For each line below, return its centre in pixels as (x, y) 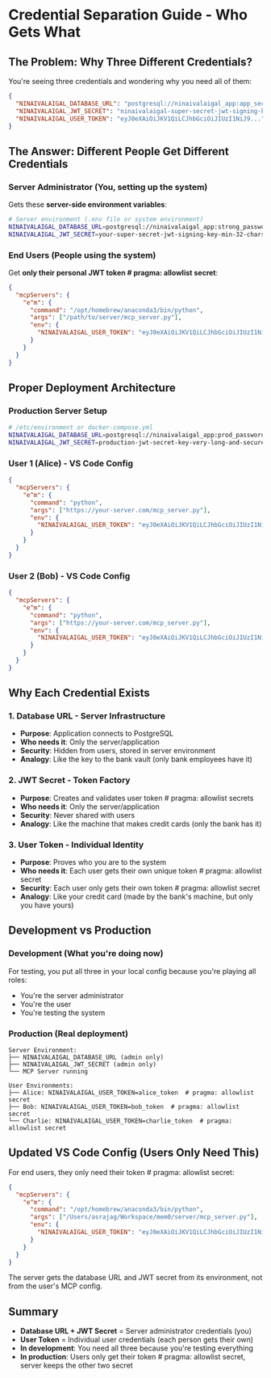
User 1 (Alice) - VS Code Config (71, 463)
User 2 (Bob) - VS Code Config (69, 575)
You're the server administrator (72, 995)
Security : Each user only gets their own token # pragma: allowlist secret (140, 888)
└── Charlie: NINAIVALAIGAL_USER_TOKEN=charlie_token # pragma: (120, 1121)
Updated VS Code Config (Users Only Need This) (134, 1153)
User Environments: (41, 1086)
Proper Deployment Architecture (92, 388)
